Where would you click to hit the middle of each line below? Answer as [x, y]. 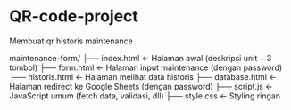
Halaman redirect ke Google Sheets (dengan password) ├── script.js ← [141, 86]
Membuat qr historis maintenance [71, 41]
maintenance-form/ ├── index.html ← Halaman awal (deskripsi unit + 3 [141, 58]
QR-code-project [74, 16]
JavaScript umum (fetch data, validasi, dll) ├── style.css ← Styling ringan [145, 96]
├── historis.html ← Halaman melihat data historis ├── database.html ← [143, 76]
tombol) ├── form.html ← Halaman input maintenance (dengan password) [146, 67]
